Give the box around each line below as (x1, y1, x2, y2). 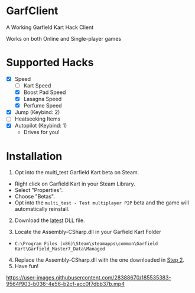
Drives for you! (23, 129, 60, 136)
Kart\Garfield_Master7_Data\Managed (14, 246, 105, 252)
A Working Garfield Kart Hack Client (6, 24, 94, 31)
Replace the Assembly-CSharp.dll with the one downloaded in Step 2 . (14, 256, 185, 263)
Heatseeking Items (14, 115, 61, 122)
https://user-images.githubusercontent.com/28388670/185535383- (6, 274, 171, 281)
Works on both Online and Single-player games (6, 35, 122, 42)
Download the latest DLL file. (14, 217, 85, 224)
